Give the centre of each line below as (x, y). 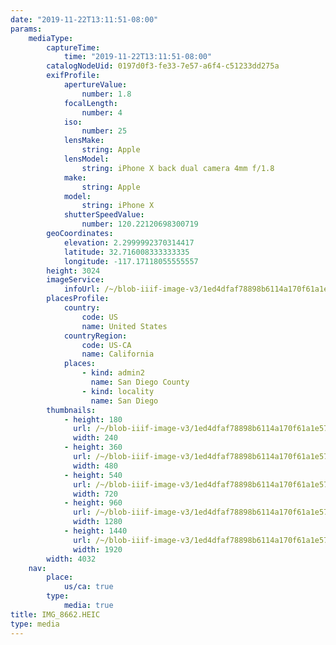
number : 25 (104, 131)
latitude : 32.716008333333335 (126, 252)
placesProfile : (78, 299)
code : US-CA (106, 345)
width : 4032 (71, 559)
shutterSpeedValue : (104, 215)
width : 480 (95, 466)
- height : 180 (93, 419)
